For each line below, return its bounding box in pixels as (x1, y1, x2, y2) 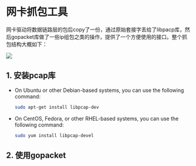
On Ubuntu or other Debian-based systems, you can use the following (14, 87, 184, 94)
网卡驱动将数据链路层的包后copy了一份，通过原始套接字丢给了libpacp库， (6, 26, 185, 33)
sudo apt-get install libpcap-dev (14, 104, 99, 110)
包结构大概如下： (6, 41, 48, 48)
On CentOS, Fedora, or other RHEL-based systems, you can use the (14, 115, 179, 122)
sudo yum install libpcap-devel (14, 132, 94, 138)
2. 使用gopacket (6, 150, 66, 160)
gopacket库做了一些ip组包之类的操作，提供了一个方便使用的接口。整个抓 (11, 33, 188, 40)
